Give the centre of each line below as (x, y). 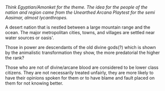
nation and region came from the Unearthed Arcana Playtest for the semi (80, 12)
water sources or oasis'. (29, 38)
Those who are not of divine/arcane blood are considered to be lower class (82, 67)
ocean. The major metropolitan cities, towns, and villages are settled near (80, 32)
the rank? (15, 58)
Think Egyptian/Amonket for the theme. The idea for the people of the (76, 7)
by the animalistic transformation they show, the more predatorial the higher (82, 52)
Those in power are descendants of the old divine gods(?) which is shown (81, 47)
